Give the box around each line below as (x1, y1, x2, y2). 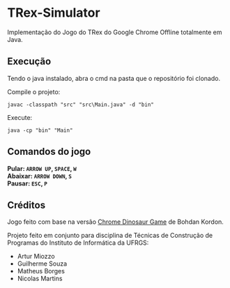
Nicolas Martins (17, 274, 63, 283)
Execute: (7, 113, 33, 121)
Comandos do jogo (7, 146, 91, 158)
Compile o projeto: (7, 87, 61, 96)
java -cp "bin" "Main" (7, 127, 73, 134)
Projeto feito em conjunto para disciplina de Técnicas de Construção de (7, 232, 213, 240)
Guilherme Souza (17, 259, 68, 268)
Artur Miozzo (17, 252, 55, 261)
